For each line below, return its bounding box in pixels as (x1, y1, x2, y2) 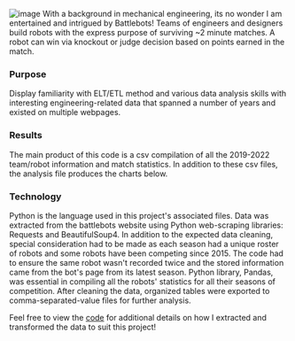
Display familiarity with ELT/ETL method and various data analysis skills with (9, 89, 287, 99)
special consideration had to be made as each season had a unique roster (9, 238, 279, 249)
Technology (9, 190, 62, 203)
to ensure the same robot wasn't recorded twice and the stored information (9, 257, 284, 267)
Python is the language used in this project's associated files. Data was (9, 210, 269, 221)
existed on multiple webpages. (9, 107, 121, 118)
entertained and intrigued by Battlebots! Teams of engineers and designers (9, 18, 283, 28)
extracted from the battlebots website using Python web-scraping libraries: (9, 220, 283, 230)
